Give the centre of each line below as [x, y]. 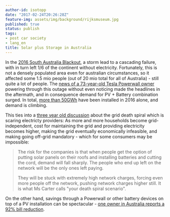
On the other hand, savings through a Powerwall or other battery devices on [84, 198]
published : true [22, 24]
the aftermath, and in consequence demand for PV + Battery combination [82, 94]
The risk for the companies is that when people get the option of [85, 152]
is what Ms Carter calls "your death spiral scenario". [72, 189]
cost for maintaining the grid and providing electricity [89, 126]
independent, [19, 126]
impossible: [17, 142]
